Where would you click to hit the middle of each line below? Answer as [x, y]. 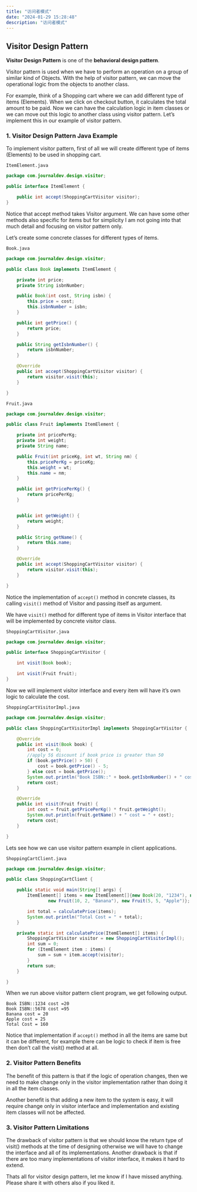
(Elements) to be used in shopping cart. [54, 155]
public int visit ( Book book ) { [55, 744]
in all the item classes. [33, 1088]
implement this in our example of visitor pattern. [64, 120]
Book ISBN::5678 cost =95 [38, 1009]
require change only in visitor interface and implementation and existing [93, 1106]
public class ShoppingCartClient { [50, 879]
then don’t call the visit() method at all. [52, 1048]
